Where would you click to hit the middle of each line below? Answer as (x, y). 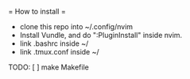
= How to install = (37, 11)
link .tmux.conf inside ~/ (59, 52)
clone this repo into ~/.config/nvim (76, 26)
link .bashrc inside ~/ (54, 43)
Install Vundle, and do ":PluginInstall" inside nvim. (101, 35)
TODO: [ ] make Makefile (48, 67)
